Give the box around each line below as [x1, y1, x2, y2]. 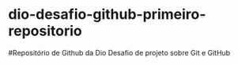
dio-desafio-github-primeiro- [8, 5, 206, 23]
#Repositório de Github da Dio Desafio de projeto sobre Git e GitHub [8, 48, 231, 57]
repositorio [8, 22, 82, 40]
